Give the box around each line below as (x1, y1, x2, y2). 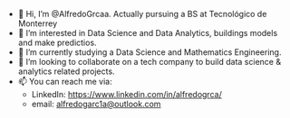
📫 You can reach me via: (17, 77, 112, 86)
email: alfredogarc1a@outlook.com (31, 99, 161, 109)
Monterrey (17, 18, 57, 29)
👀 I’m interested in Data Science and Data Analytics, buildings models (17, 28, 278, 38)
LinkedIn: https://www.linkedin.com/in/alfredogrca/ (31, 89, 222, 99)
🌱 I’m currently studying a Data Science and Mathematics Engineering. (17, 47, 282, 58)
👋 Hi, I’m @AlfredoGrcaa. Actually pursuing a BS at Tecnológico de (17, 9, 267, 19)
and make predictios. (17, 37, 97, 48)
